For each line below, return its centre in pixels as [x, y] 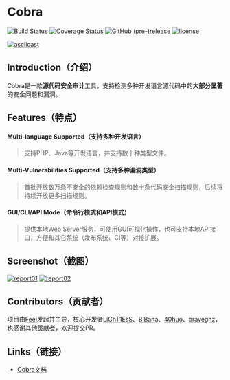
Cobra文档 [32, 370]
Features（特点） [45, 118]
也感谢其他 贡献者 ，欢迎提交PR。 [53, 328]
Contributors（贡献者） [58, 301]
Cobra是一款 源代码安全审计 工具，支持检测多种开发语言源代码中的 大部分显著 [115, 85]
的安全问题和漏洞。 [34, 94]
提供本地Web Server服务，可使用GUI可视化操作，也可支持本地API [117, 229]
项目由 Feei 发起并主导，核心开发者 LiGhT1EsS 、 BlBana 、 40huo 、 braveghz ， [114, 320]
